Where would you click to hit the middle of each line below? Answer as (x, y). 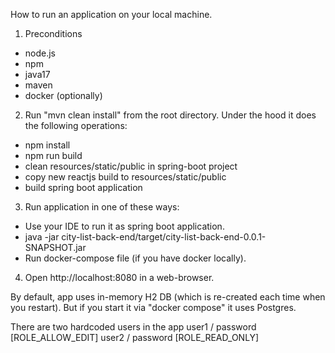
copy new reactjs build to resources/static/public (125, 177)
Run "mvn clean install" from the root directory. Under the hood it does (170, 115)
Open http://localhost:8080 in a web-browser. (119, 277)
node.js (40, 53)
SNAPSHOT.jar (55, 247)
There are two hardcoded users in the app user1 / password (133, 327)
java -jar (42, 237)
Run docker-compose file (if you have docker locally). (135, 258)
